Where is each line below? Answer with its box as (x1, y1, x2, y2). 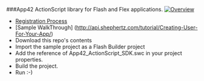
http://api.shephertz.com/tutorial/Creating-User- (76, 24, 198, 31)
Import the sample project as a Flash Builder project (15, 43, 145, 50)
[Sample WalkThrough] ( (15, 24, 77, 31)
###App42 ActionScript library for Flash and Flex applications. (6, 6, 163, 13)
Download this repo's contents (15, 37, 93, 44)
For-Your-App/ (15, 30, 52, 37)
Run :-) (15, 69, 33, 76)
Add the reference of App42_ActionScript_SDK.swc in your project (15, 50, 183, 57)
